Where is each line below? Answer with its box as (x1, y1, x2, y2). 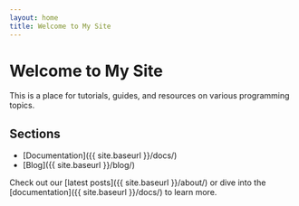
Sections (9, 126, 61, 141)
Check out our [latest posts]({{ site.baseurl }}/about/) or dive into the (9, 177, 266, 188)
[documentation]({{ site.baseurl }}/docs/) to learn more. (9, 187, 217, 198)
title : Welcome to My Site (9, 22, 111, 31)
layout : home (9, 13, 59, 23)
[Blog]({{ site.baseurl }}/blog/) (22, 160, 136, 171)
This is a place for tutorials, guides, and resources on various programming (9, 90, 290, 101)
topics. (9, 100, 35, 111)
